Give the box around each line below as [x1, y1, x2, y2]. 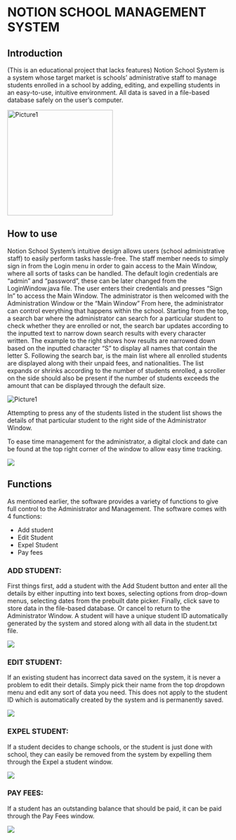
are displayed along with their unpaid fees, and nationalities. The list [7, 358, 204, 367]
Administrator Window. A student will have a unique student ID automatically [7, 611, 228, 620]
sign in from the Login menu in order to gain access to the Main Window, [7, 261, 218, 270]
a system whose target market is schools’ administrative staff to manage [7, 73, 217, 82]
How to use [7, 228, 58, 240]
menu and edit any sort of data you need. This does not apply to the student [7, 688, 228, 697]
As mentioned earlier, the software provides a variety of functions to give [7, 497, 219, 506]
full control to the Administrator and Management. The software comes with [7, 504, 227, 513]
